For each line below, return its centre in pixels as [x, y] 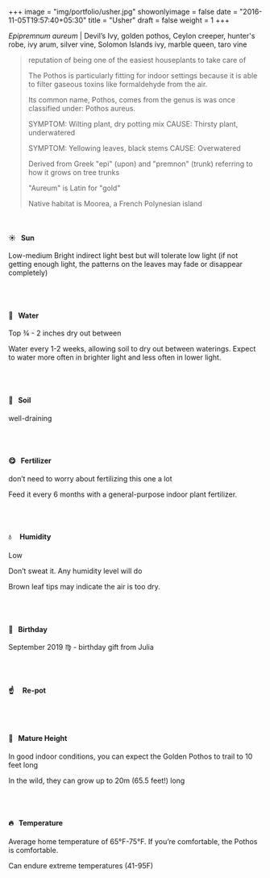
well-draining [30, 418]
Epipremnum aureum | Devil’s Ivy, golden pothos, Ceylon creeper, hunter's [132, 36]
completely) [28, 273]
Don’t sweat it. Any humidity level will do [75, 571]
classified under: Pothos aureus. [81, 108]
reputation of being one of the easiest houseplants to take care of [137, 60]
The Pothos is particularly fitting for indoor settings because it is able [143, 75]
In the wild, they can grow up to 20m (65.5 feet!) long [97, 780]
